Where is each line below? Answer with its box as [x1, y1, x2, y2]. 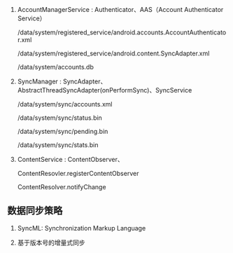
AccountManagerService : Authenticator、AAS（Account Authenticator [17, 6, 224, 13]
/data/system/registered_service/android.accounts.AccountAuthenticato [17, 28, 227, 36]
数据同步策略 [7, 205, 63, 217]
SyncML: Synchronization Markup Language [17, 224, 146, 232]
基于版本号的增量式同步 [17, 238, 85, 247]
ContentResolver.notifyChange [17, 183, 106, 191]
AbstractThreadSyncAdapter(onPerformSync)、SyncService [17, 86, 192, 94]
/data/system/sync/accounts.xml [17, 100, 113, 108]
